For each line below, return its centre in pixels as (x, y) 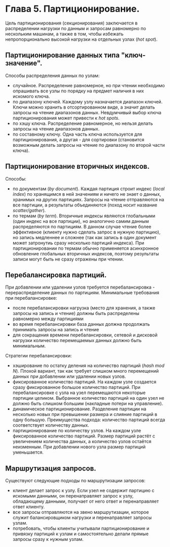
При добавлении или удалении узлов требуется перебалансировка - (80, 287)
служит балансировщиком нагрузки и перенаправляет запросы (82, 517)
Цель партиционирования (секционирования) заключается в (72, 23)
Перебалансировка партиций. (56, 275)
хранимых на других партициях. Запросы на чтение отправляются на (88, 199)
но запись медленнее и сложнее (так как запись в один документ (84, 237)
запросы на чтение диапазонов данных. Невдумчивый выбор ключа (87, 112)
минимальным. (29, 346)
